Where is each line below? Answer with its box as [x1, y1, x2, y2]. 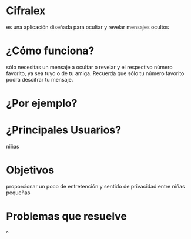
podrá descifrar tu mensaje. [6, 76, 73, 83]
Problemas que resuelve [6, 210, 128, 223]
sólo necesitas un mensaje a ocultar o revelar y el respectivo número [6, 63, 173, 70]
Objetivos [6, 163, 55, 177]
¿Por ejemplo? [6, 97, 78, 110]
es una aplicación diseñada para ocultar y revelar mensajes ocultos [6, 23, 169, 31]
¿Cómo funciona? [6, 44, 95, 58]
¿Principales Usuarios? [6, 123, 122, 137]
